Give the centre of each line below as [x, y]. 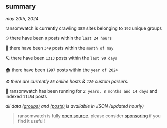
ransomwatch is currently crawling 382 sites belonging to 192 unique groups [84, 28]
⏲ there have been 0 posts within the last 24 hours [59, 38]
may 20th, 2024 [22, 18]
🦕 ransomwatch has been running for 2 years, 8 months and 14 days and [81, 91]
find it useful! [31, 121]
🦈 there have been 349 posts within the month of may [59, 48]
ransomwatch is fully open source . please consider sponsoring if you [89, 116]
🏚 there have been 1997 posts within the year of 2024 [62, 70]
